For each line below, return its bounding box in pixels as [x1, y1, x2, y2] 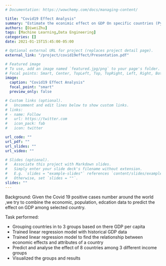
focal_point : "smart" [9, 85, 54, 89]
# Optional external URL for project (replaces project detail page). [5, 48, 154, 53]
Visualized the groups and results [12, 255, 81, 261]
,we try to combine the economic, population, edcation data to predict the [5, 199, 155, 205]
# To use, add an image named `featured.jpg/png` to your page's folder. [5, 66, 161, 71]
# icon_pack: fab [5, 121, 45, 126]
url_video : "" [5, 148, 35, 153]
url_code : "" [5, 134, 32, 139]
